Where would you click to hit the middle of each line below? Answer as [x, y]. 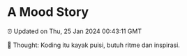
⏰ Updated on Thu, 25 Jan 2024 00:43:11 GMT [74, 31]
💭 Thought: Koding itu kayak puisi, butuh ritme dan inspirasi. [93, 45]
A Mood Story [48, 12]
